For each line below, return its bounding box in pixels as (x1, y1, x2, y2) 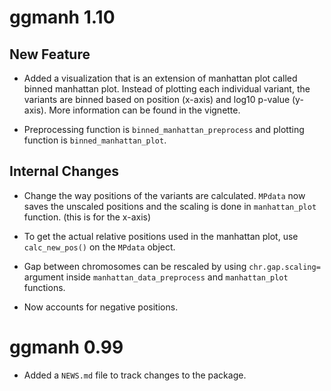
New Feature (9, 46, 91, 63)
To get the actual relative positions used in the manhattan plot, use (23, 230, 299, 242)
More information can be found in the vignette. (48, 104, 241, 116)
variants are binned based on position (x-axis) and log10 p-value (23, 94, 291, 105)
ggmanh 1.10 (9, 6, 116, 29)
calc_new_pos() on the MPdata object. (23, 241, 176, 253)
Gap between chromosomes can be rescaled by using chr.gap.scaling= (23, 260, 321, 272)
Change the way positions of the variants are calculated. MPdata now (23, 189, 306, 201)
